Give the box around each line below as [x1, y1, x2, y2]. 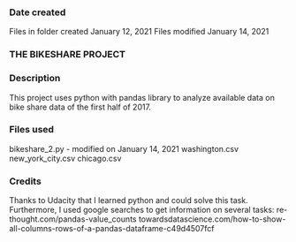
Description [9, 72, 61, 85]
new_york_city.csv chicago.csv [9, 153, 122, 163]
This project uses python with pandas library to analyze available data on [9, 92, 276, 102]
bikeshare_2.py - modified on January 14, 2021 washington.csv [9, 143, 239, 154]
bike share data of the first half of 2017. [9, 102, 152, 112]
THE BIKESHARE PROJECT [9, 49, 126, 61]
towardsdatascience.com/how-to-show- [138, 214, 286, 224]
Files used [9, 124, 55, 136]
